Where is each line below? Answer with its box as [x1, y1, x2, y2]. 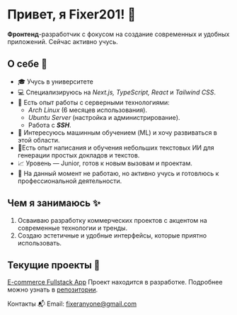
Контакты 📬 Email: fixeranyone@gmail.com [7, 299, 137, 308]
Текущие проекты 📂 [7, 259, 100, 271]
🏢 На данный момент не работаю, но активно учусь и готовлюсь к [17, 169, 219, 177]
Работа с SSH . [28, 121, 72, 129]
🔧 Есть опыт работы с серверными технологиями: [17, 98, 170, 106]
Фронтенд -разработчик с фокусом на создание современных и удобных [7, 30, 230, 38]
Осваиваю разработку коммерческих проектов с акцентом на [17, 216, 207, 224]
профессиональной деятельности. [17, 177, 122, 185]
